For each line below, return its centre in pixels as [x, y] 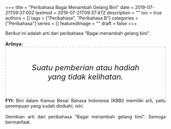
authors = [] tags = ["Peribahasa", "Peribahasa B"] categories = [72, 18]
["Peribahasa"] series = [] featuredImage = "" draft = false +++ [71, 23]
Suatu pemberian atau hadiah [85, 68]
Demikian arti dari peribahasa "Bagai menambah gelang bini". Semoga [85, 117]
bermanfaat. [18, 122]
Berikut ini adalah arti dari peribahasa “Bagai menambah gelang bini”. [78, 33]
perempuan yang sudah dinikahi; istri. [45, 106]
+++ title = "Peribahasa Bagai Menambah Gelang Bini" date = [69, 7]
